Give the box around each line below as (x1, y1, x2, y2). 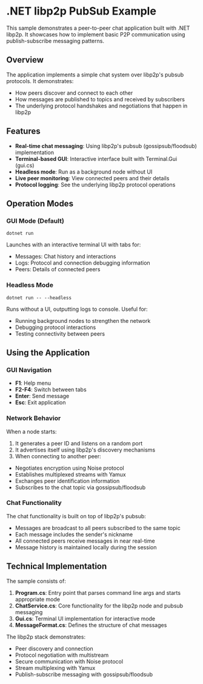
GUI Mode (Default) (6, 217, 65, 225)
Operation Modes (6, 198, 74, 209)
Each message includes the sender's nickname (15, 530, 133, 538)
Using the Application (6, 347, 90, 357)
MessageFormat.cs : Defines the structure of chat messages (15, 621, 167, 629)
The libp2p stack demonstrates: (6, 633, 86, 640)
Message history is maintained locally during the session (15, 543, 157, 550)
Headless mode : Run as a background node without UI (15, 168, 153, 175)
